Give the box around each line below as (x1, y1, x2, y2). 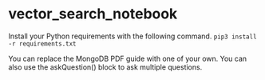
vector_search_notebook (8, 5, 178, 23)
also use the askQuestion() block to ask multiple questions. (8, 62, 203, 72)
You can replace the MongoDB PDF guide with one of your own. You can (8, 54, 247, 63)
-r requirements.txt (8, 39, 77, 48)
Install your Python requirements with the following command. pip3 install (8, 31, 257, 41)
